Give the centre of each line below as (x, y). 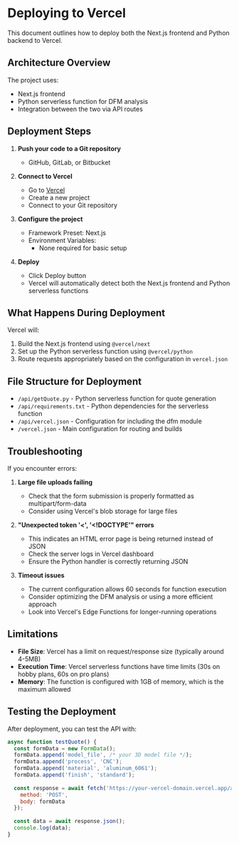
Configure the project (50, 219)
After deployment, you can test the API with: (72, 729)
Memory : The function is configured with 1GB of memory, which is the (121, 681)
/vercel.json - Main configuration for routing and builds (100, 429)
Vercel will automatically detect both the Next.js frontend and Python (129, 283)
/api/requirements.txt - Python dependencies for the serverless (113, 406)
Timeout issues (41, 575)
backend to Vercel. (35, 40)
